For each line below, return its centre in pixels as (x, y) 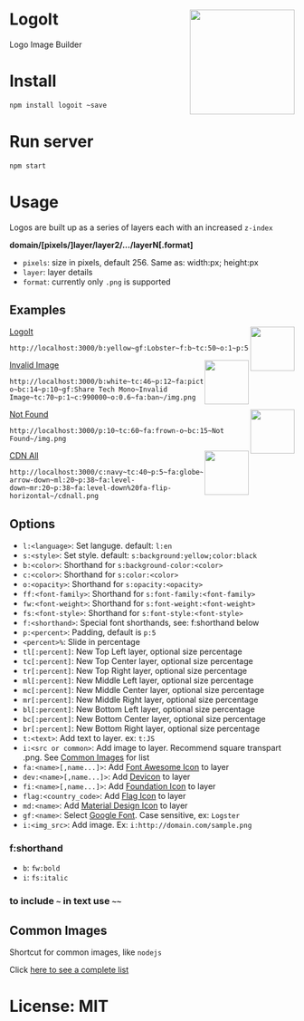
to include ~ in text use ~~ (66, 901)
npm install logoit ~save (58, 105)
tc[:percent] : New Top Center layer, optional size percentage (138, 661)
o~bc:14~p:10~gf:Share (52, 390)
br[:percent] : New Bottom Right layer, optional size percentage (141, 728)
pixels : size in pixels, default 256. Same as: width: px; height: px (141, 262)
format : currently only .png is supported (96, 282)
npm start (28, 166)
